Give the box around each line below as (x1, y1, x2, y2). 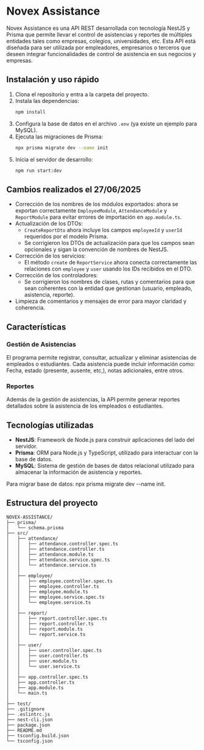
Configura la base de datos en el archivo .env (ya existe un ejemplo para (15, 120, 197, 127)
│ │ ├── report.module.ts (6, 626, 83, 632)
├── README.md (6, 727, 43, 734)
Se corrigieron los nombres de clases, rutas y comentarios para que (24, 278, 195, 286)
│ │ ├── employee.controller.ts (6, 583, 99, 589)
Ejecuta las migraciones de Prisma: (15, 133, 104, 140)
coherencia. (15, 304, 46, 311)
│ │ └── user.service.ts (6, 663, 80, 670)
